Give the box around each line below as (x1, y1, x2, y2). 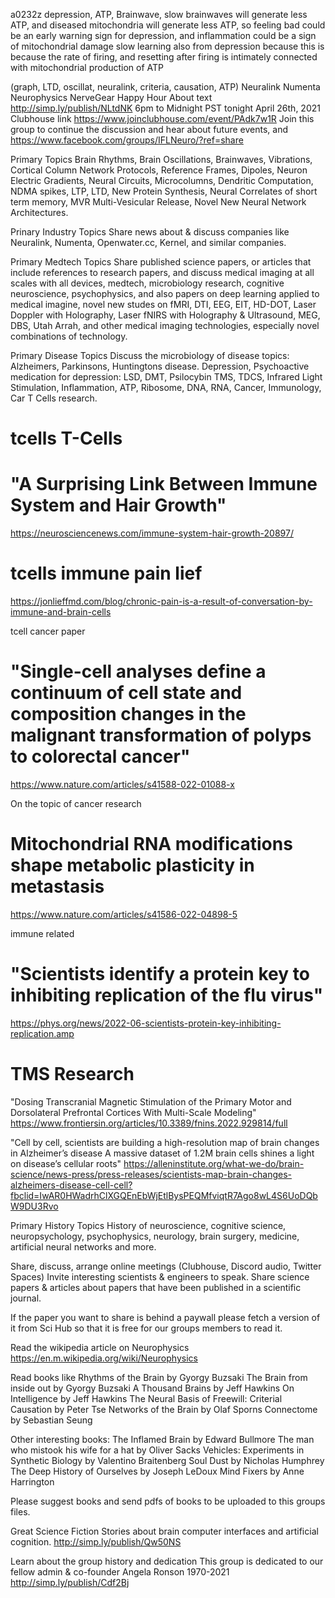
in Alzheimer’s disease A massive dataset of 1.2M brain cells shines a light (10, 1147, 315, 1159)
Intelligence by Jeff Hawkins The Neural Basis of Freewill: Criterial (10, 1392, 283, 1404)
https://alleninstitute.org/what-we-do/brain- (123, 1157, 305, 1169)
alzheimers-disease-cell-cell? (10, 1179, 133, 1191)
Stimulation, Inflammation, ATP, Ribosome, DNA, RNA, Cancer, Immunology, (10, 382, 322, 393)
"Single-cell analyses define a (10, 660, 267, 683)
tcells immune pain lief (10, 562, 203, 585)
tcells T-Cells (10, 427, 123, 450)
